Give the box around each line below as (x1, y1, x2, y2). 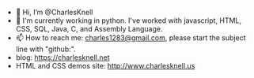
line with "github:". (15, 44, 77, 54)
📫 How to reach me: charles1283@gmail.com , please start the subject (15, 33, 246, 43)
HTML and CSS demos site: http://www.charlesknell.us (15, 61, 195, 70)
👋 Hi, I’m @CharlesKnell (15, 8, 93, 17)
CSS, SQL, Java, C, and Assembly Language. (15, 24, 163, 33)
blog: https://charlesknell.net (15, 53, 110, 62)
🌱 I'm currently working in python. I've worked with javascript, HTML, (15, 16, 242, 25)
